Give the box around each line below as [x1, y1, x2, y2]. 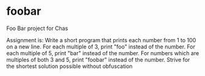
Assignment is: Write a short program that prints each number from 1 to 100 [6, 36, 196, 44]
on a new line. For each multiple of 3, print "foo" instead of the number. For [6, 43, 196, 50]
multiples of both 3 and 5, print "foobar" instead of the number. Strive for [6, 56, 190, 63]
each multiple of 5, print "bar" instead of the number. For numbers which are [6, 49, 199, 56]
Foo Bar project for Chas [6, 25, 69, 32]
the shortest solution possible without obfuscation [6, 63, 133, 70]
